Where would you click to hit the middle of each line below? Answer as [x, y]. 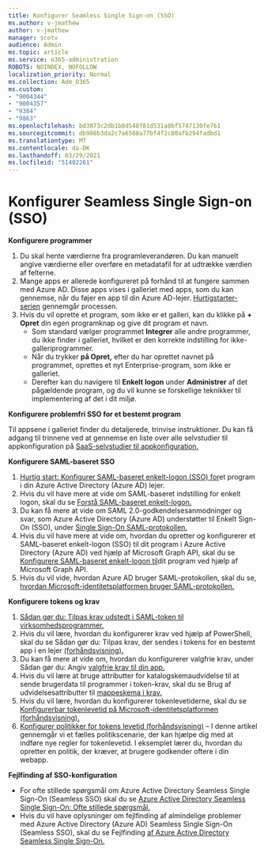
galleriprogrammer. [62, 348]
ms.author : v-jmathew [44, 23]
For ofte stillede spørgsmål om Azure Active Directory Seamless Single [135, 790]
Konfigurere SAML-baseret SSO [62, 462]
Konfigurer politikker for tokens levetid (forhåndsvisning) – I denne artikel [138, 726]
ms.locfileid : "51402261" [51, 163]
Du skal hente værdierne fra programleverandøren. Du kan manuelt [129, 256]
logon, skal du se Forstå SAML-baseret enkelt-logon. [106, 502]
